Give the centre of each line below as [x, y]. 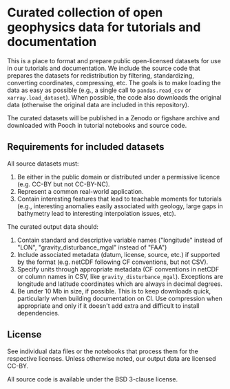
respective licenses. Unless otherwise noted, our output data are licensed [112, 358]
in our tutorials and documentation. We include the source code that [104, 68]
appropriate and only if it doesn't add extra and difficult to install [108, 305]
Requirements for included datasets [86, 147]
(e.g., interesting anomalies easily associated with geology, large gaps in [120, 206]
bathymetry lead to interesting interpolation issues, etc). [96, 213]
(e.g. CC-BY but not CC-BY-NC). [63, 184]
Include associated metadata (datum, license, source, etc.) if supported [118, 254]
